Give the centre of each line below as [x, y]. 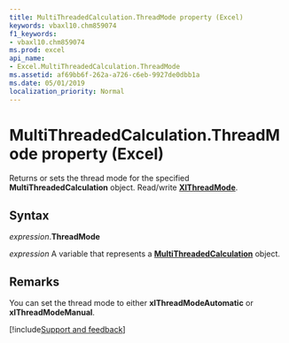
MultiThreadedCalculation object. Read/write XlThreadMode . [124, 187]
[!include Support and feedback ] [67, 330]
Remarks [35, 282]
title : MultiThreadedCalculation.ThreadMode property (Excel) [126, 17]
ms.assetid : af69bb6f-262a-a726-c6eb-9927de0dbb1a [105, 75]
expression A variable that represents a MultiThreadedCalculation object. [145, 254]
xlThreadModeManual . [52, 313]
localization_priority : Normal [67, 91]
